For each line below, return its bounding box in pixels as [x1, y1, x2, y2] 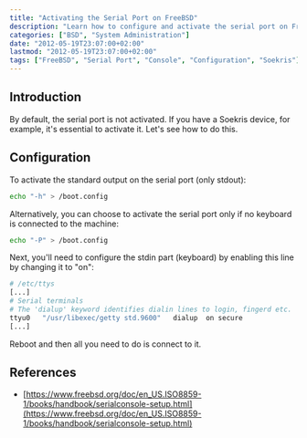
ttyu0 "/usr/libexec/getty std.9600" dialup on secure [9, 313, 244, 322]
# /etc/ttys [9, 279, 55, 288]
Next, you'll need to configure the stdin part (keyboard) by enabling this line [9, 252, 294, 263]
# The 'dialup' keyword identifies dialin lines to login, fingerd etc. [9, 305, 292, 314]
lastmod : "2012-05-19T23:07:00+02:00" [9, 47, 157, 57]
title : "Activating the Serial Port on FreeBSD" [9, 13, 198, 23]
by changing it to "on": [9, 262, 94, 273]
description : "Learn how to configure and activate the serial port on [9, 22, 288, 31]
